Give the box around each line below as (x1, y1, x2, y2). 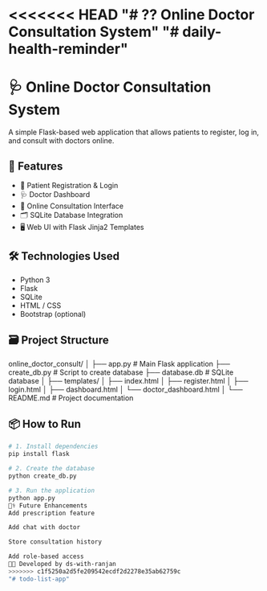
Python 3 (19, 275, 51, 285)
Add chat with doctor (8, 523, 81, 531)
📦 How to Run (8, 417, 82, 431)
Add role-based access (8, 552, 84, 560)
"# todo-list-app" (8, 575, 70, 583)
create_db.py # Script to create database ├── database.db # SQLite (8, 367, 234, 377)
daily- (181, 23, 222, 41)
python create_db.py (8, 472, 78, 480)
